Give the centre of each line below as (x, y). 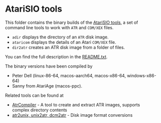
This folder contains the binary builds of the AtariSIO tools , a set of (72, 22)
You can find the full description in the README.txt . (56, 56)
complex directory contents (40, 110)
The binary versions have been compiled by (49, 66)
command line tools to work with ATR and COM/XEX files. (59, 27)
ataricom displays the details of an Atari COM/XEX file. (64, 42)
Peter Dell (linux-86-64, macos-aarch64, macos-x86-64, (69, 75)
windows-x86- (142, 75)
